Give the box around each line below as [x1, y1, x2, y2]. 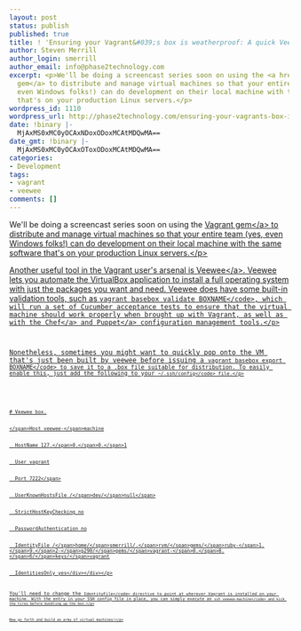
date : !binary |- [9, 121, 74, 130]
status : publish [9, 21, 69, 30]
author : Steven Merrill [9, 46, 98, 55]
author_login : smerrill [9, 54, 98, 63]
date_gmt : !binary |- [9, 137, 90, 146]
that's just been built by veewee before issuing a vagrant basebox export [9, 355, 282, 364]
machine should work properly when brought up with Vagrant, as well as [9, 310, 284, 319]
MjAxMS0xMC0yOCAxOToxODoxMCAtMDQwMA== [17, 145, 162, 154]
